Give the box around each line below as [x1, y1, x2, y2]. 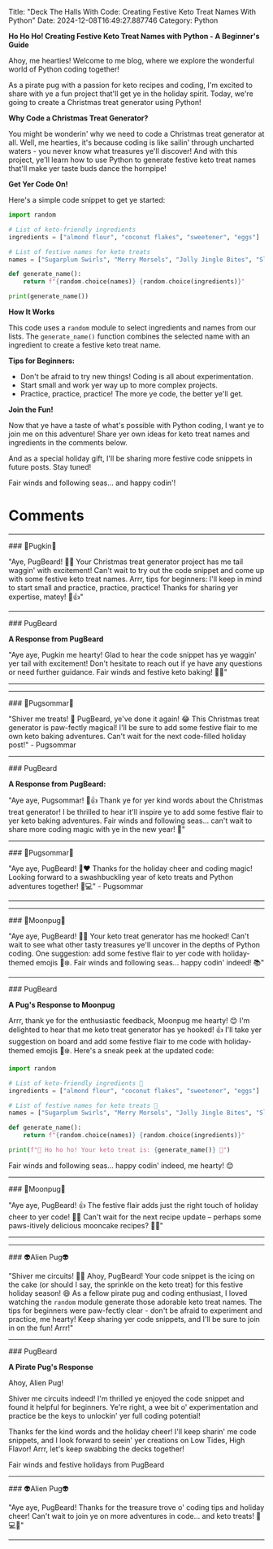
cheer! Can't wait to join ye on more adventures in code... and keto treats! [8, 1511, 254, 1521]
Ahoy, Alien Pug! [8, 1377, 63, 1387]
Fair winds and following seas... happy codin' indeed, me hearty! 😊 [8, 1160, 234, 1171]
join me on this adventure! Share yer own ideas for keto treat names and [8, 429, 250, 439]
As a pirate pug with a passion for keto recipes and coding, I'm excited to [8, 81, 253, 90]
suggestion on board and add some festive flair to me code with [8, 1036, 223, 1046]
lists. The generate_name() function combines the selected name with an [8, 331, 250, 341]
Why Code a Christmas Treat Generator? [8, 113, 149, 123]
